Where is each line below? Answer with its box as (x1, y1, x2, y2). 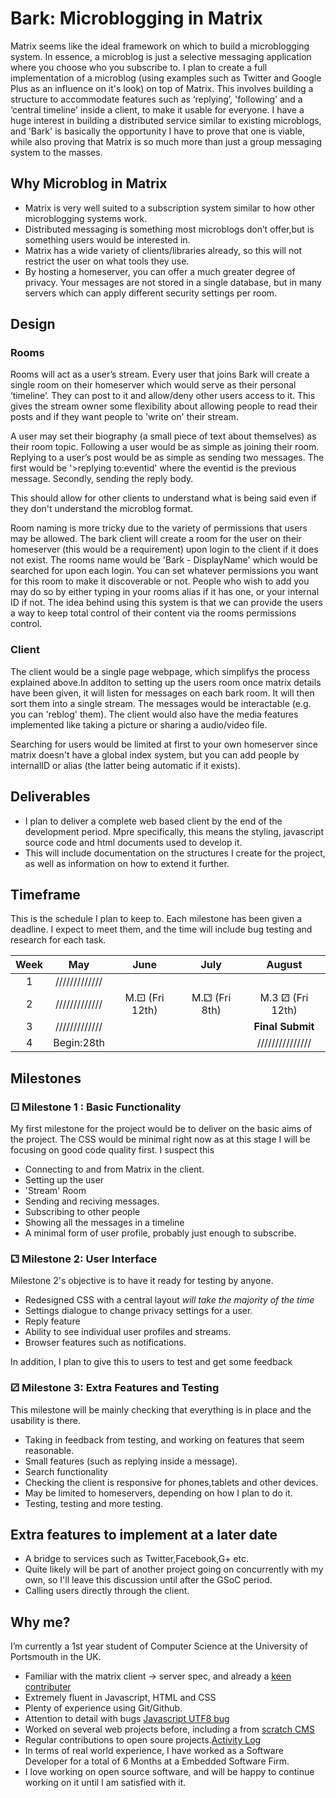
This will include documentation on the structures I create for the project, (24, 847, 326, 859)
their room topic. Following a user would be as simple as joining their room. (10, 441, 320, 453)
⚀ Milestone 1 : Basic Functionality (10, 1100, 182, 1114)
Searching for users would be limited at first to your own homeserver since (10, 738, 318, 750)
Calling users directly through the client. (24, 1585, 190, 1597)
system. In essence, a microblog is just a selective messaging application (10, 50, 312, 62)
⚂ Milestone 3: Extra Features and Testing (10, 1381, 220, 1395)
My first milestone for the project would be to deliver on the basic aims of (10, 1123, 313, 1135)
